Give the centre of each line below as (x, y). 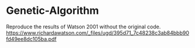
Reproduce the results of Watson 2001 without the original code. (83, 27)
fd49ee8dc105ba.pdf (31, 39)
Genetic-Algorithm (53, 11)
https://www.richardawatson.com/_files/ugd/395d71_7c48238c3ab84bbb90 (98, 32)
